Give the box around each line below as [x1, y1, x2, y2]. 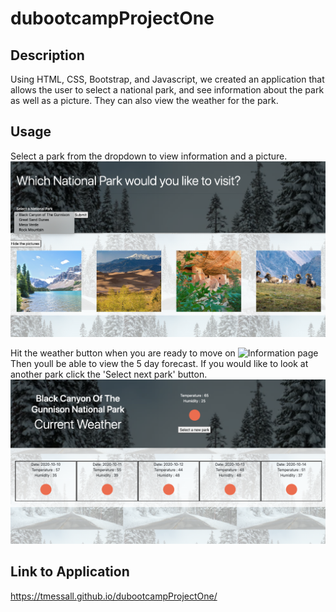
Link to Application [10, 563, 130, 581]
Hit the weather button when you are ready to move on [10, 347, 236, 359]
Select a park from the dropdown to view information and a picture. [10, 150, 288, 162]
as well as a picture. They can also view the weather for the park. [10, 95, 279, 106]
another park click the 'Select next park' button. [10, 368, 208, 381]
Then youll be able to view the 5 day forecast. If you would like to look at [10, 358, 309, 370]
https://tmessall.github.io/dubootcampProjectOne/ [10, 590, 218, 602]
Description [10, 47, 85, 64]
